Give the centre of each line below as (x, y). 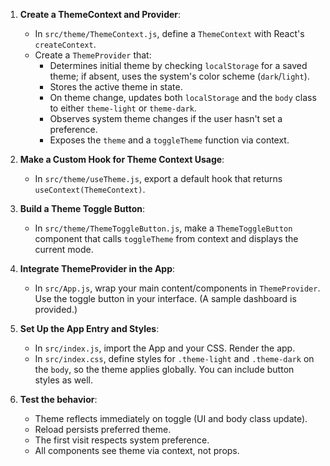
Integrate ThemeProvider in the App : (97, 268)
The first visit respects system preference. (122, 440)
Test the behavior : (58, 399)
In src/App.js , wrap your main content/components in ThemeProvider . (177, 288)
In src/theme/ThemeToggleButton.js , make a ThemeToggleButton (163, 228)
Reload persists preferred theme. (103, 429)
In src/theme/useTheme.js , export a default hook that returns (158, 178)
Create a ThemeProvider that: (93, 55)
